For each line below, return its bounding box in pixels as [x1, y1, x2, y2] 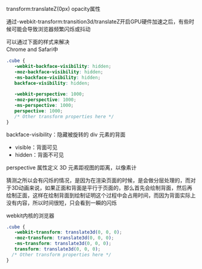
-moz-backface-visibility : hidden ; [14, 68, 103, 75]
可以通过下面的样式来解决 [6, 38, 70, 45]
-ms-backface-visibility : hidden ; [14, 74, 101, 80]
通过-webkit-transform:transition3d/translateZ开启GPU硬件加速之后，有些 [6, 18, 189, 25]
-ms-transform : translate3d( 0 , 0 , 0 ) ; [14, 241, 112, 247]
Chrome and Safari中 [6, 46, 58, 53]
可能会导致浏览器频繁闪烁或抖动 [11, 26, 91, 32]
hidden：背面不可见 [14, 151, 64, 158]
